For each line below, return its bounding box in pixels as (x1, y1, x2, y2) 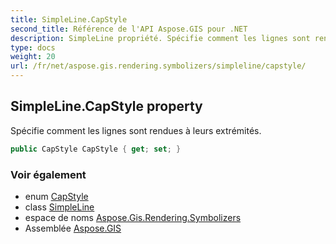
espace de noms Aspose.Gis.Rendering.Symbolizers (24, 211, 242, 223)
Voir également (10, 167, 87, 181)
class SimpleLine (24, 201, 95, 213)
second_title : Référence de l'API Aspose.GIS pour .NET (10, 24, 248, 34)
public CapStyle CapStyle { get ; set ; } (10, 144, 182, 154)
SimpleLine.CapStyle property (10, 98, 203, 115)
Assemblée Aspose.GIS (24, 222, 122, 234)
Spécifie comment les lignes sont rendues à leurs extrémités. (10, 124, 262, 136)
